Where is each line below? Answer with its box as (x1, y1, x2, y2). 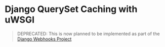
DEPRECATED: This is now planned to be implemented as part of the (17, 30, 160, 36)
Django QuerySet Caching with (5, 3, 138, 15)
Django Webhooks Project (17, 36, 72, 42)
